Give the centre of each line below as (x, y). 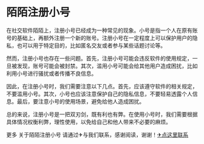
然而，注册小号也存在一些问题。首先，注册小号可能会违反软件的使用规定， (99, 58)
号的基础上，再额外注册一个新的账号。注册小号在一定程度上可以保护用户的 (99, 38)
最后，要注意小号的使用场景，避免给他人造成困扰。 (80, 101)
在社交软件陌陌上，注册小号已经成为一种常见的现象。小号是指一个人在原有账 (102, 30)
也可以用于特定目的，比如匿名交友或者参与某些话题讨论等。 (91, 45)
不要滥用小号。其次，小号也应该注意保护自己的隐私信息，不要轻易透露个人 (99, 94)
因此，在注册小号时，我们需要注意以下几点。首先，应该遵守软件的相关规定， (102, 86)
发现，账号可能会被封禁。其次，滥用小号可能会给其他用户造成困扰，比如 (107, 66)
